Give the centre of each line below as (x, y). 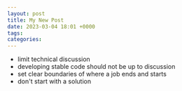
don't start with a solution (54, 81)
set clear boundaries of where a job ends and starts (92, 74)
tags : (15, 33)
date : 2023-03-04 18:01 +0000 (51, 26)
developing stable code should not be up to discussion (96, 67)
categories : (24, 40)
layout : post (26, 14)
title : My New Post (36, 20)
